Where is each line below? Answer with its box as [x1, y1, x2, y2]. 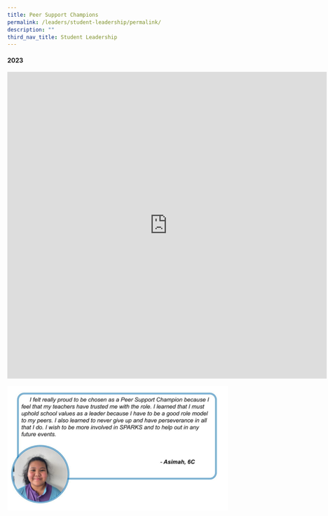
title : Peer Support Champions [7, 11, 99, 18]
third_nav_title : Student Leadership [7, 34, 118, 41]
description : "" [7, 26, 55, 33]
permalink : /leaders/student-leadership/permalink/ [7, 18, 161, 26]
